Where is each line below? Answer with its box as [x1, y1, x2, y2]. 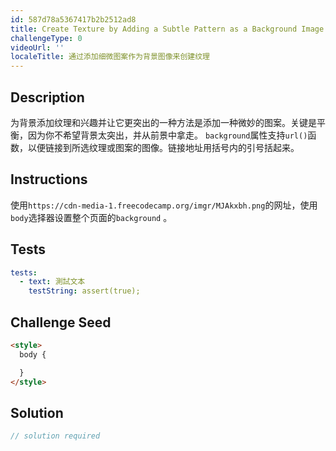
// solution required [10, 431, 101, 441]
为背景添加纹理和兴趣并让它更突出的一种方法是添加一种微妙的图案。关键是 [10, 116, 317, 128]
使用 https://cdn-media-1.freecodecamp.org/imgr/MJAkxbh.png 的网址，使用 [10, 199, 318, 211]
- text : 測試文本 [19, 277, 86, 287]
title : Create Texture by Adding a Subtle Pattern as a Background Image [10, 24, 325, 34]
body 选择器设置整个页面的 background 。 [10, 211, 173, 223]
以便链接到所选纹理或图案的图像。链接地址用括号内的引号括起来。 [27, 141, 300, 153]
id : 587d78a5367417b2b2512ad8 [10, 14, 137, 25]
